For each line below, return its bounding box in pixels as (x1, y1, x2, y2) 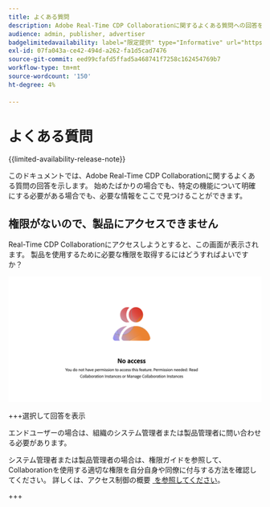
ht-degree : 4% (8, 80, 56, 88)
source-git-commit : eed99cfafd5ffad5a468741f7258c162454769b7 (8, 55, 221, 63)
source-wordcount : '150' (8, 72, 92, 80)
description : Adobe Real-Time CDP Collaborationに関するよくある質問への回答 (8, 21, 258, 30)
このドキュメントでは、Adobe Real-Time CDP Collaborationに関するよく (8, 171, 249, 181)
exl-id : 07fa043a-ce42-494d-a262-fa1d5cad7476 (8, 47, 167, 55)
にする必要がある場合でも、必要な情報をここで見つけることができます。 (8, 191, 247, 201)
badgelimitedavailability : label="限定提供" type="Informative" (8, 39, 223, 47)
